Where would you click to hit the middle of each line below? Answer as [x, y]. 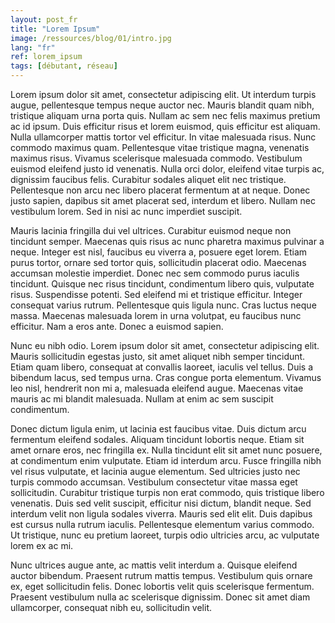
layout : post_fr [44, 19]
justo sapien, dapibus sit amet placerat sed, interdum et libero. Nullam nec [163, 200]
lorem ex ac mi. [42, 545]
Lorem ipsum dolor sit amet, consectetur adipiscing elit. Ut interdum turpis [163, 94]
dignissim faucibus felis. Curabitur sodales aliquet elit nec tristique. [148, 179]
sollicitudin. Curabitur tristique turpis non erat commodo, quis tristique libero [167, 492]
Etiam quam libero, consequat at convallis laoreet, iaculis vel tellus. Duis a [161, 367]
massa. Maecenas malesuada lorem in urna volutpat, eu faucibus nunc [156, 315]
